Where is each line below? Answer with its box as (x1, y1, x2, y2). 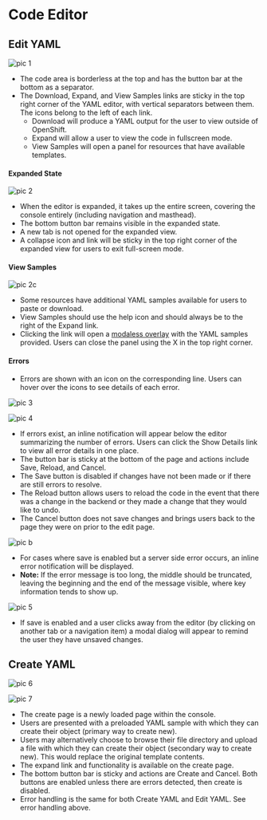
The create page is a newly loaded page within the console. (19, 710, 217, 719)
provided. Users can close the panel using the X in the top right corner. (19, 337, 253, 348)
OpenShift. (31, 125, 68, 134)
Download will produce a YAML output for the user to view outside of (31, 116, 259, 125)
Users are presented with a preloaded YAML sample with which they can (19, 718, 259, 727)
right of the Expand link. (19, 321, 99, 330)
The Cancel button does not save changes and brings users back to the (19, 513, 256, 523)
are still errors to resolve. (19, 479, 102, 489)
